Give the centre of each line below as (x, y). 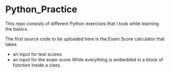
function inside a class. (37, 65)
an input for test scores (37, 54)
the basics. (17, 29)
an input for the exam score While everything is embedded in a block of (88, 59)
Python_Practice (41, 9)
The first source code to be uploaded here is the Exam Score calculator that (85, 39)
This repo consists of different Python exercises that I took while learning (82, 23)
